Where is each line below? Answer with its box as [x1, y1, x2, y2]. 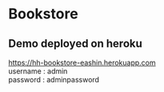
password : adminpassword [8, 75, 100, 84]
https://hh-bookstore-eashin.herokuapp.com [8, 58, 156, 67]
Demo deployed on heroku [8, 37, 142, 50]
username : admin [8, 66, 68, 76]
